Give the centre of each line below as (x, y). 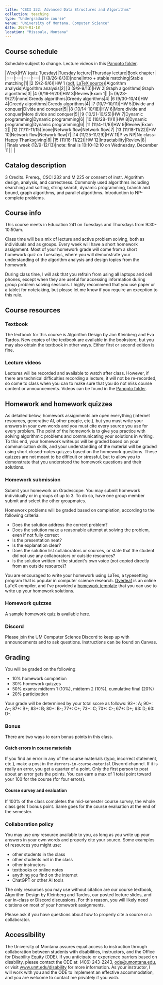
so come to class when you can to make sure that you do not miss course (79, 383)
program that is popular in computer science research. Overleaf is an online (81, 580)
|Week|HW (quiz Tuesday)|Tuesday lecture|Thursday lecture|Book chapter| (81, 73)
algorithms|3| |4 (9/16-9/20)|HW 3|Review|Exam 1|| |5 (59, 93)
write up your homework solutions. (40, 591)
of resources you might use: (33, 845)
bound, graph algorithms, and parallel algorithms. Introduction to (70, 193)
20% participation (30, 694)
